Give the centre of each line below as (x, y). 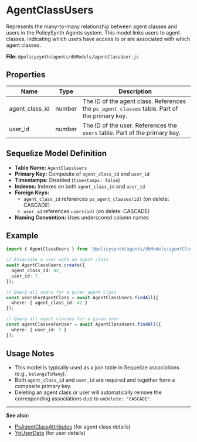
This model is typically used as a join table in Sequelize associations (97, 368)
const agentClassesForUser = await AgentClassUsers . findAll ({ (84, 324)
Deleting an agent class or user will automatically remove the (88, 392)
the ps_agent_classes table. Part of (130, 108)
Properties (26, 75)
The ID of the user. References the (130, 125)
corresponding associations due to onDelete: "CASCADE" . (83, 399)
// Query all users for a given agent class (61, 292)
